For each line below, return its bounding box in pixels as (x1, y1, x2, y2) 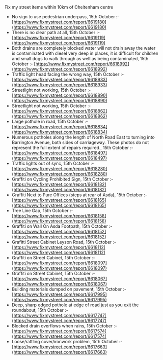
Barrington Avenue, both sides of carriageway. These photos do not (11, 140, 149, 145)
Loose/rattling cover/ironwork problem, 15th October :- (11, 339, 123, 344)
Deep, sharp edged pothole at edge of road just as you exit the (11, 302, 139, 308)
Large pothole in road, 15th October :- (11, 118, 88, 124)
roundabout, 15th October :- (11, 307, 68, 313)
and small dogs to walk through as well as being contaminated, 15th (11, 56, 149, 61)
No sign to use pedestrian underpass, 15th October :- (11, 14, 120, 19)
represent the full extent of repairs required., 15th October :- (11, 145, 134, 150)
